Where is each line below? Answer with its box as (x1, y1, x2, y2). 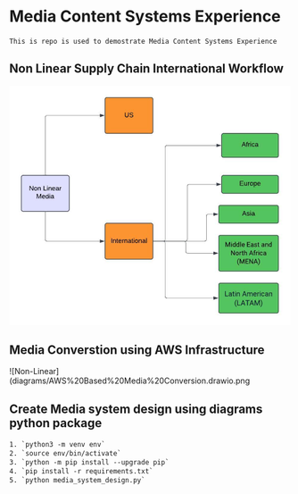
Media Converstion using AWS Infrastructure (9, 342, 265, 358)
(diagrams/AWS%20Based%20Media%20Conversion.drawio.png (9, 375, 251, 386)
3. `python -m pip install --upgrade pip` (9, 458, 170, 467)
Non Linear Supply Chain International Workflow (9, 61, 284, 77)
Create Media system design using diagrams (9, 401, 263, 416)
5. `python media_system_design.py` (9, 476, 145, 485)
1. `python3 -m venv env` (9, 440, 105, 449)
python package (9, 415, 103, 431)
